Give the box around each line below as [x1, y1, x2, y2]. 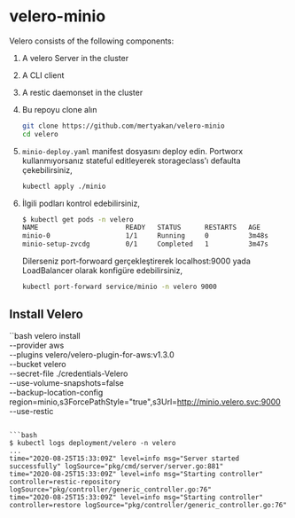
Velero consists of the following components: [9, 35, 175, 46]
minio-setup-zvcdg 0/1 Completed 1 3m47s [21, 239, 268, 249]
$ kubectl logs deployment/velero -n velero [9, 438, 176, 447]
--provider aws [9, 340, 65, 350]
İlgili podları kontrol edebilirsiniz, [21, 198, 140, 208]
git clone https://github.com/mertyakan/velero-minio [21, 122, 225, 130]
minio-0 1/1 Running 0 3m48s [21, 232, 268, 240]
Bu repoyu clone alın [21, 104, 97, 114]
